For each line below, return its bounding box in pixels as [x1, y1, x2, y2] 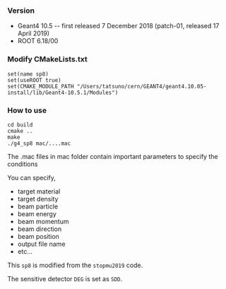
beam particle [17, 202, 59, 211]
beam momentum [17, 217, 69, 225]
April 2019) [17, 29, 50, 37]
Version [7, 6, 35, 16]
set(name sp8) [7, 70, 49, 78]
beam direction [17, 225, 62, 233]
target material [17, 187, 61, 196]
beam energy [17, 209, 56, 218]
